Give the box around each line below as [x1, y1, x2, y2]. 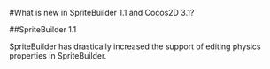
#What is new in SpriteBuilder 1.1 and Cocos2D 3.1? [9, 8, 195, 17]
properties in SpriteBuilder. [9, 51, 107, 60]
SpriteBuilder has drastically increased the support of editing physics [9, 41, 261, 52]
